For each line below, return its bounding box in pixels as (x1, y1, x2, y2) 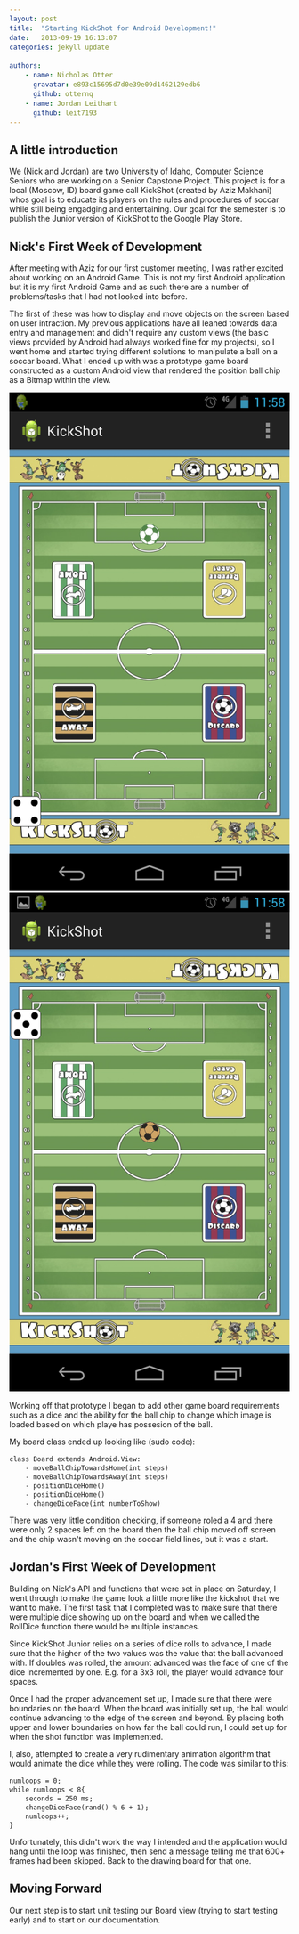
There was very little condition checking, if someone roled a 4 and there (9, 1515, 273, 1525)
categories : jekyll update (9, 43, 109, 52)
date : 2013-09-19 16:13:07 (9, 33, 117, 42)
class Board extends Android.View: (9, 1455, 141, 1464)
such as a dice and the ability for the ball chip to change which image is (9, 1410, 271, 1420)
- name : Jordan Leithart (25, 99, 117, 108)
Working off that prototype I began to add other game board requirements (9, 1401, 280, 1410)
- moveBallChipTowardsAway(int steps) (25, 1473, 169, 1482)
